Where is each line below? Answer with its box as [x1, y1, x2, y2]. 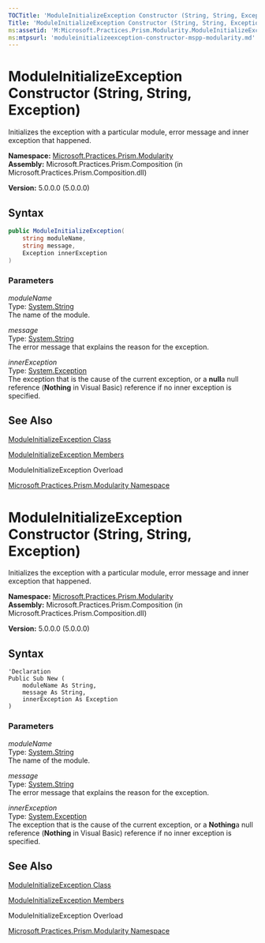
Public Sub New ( [8, 675, 65, 683]
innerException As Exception [22, 696, 118, 703]
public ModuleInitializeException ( [8, 227, 125, 235]
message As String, [22, 688, 87, 696]
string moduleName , [22, 234, 87, 242]
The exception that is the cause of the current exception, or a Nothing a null [8, 820, 254, 829]
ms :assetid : [8, 26, 47, 34]
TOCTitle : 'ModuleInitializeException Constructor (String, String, [8, 11, 238, 20]
